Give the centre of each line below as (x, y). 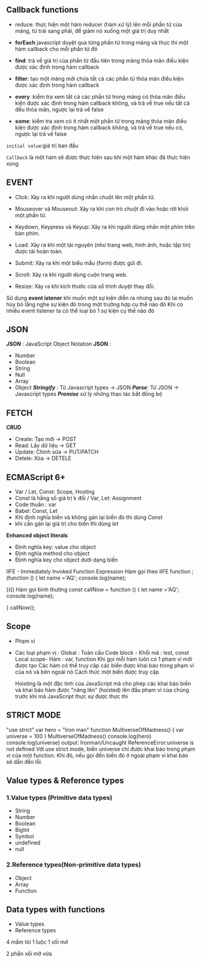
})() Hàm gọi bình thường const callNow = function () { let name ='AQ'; (93, 590)
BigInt (22, 830)
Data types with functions (55, 910)
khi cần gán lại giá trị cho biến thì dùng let (67, 524)
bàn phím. (27, 233)
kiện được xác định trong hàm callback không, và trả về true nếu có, (99, 127)
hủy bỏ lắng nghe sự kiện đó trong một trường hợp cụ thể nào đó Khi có (95, 304)
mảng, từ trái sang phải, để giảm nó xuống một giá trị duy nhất (92, 31)
